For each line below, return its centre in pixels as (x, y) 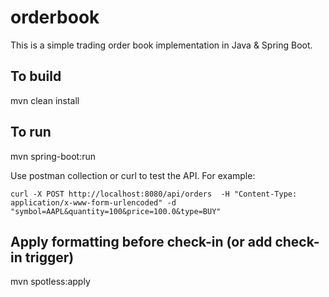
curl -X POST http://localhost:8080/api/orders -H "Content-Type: (154, 194)
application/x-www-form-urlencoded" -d (93, 202)
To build (36, 76)
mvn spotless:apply (50, 282)
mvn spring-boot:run (53, 156)
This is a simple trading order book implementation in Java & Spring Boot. (161, 45)
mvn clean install (45, 100)
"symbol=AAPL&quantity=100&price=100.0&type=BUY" (116, 211)
